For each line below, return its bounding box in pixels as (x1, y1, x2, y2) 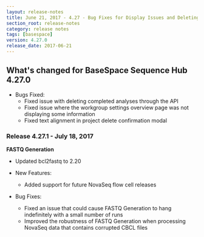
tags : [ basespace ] (6, 32, 53, 38)
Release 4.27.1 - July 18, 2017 (6, 132, 94, 140)
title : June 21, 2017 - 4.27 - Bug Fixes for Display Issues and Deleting (6, 15, 200, 21)
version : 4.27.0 (6, 37, 47, 43)
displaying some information (24, 110, 95, 117)
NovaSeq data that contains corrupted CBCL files (24, 224, 148, 231)
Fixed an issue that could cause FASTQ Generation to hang (24, 204, 172, 211)
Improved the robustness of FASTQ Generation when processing (24, 217, 186, 225)
